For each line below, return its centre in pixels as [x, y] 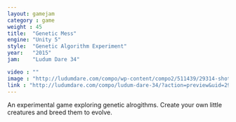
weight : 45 [25, 27]
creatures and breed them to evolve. [60, 112]
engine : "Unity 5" [34, 40]
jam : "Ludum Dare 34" [44, 60]
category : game [31, 20]
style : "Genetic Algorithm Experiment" [67, 46]
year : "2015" [29, 53]
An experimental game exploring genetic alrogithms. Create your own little [115, 105]
